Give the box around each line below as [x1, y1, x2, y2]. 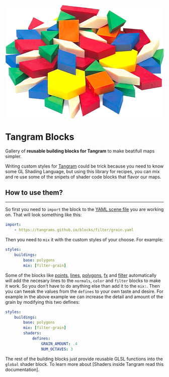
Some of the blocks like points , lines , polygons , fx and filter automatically [5, 272, 157, 278]
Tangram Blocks [5, 131, 74, 142]
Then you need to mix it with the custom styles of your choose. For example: [5, 237, 163, 243]
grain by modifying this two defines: [5, 299, 80, 305]
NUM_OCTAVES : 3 [41, 346, 73, 352]
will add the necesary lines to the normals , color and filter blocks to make [5, 278, 161, 284]
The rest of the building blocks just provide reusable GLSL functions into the [5, 356, 163, 362]
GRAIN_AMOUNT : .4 [41, 341, 78, 346]
